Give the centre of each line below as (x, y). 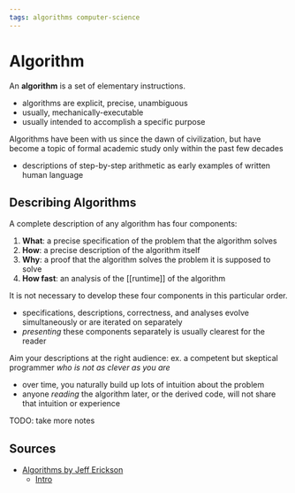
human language (53, 174)
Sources (33, 448)
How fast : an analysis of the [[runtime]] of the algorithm (124, 279)
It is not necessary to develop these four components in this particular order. (148, 296)
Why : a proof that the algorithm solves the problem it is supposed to (146, 260)
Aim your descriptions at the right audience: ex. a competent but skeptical (144, 358)
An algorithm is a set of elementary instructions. (97, 86)
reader (34, 341)
